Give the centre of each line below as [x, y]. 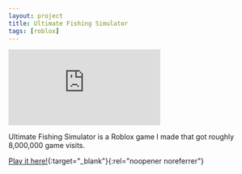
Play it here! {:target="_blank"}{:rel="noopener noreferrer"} [106, 161]
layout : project [36, 16]
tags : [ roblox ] [34, 31]
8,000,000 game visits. [47, 146]
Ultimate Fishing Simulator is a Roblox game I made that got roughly [121, 137]
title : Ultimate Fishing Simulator [68, 23]
